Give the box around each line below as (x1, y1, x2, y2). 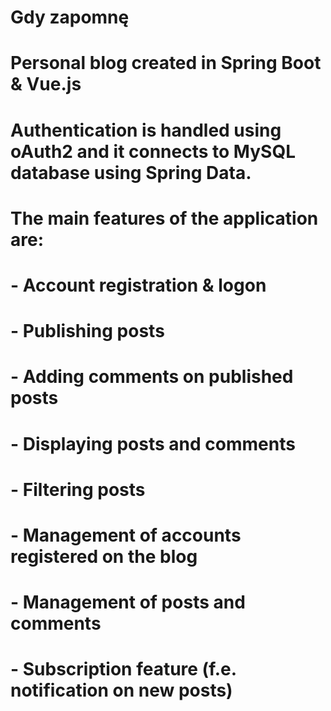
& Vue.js (10, 73, 82, 96)
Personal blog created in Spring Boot (10, 52, 322, 75)
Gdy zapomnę (10, 6, 130, 29)
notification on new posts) (10, 679, 233, 702)
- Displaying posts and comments (10, 432, 296, 455)
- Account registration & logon (10, 274, 267, 296)
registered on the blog (10, 545, 198, 568)
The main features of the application (10, 207, 319, 230)
